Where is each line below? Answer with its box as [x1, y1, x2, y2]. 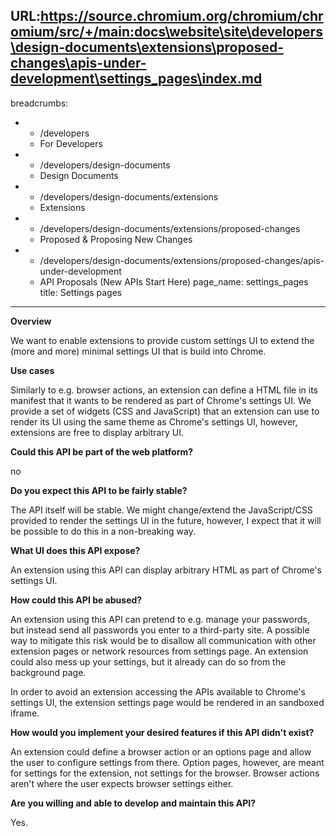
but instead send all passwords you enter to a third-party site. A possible [10, 624, 310, 636]
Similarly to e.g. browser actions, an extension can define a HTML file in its [10, 384, 318, 396]
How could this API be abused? [10, 594, 143, 606]
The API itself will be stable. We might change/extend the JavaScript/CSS [10, 504, 313, 516]
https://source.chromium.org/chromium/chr [40, 8, 324, 25]
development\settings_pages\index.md [10, 70, 263, 88]
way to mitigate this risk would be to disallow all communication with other [10, 634, 317, 646]
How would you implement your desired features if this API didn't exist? [10, 726, 315, 738]
